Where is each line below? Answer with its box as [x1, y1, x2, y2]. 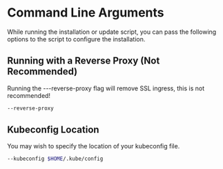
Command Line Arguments [7, 5, 164, 21]
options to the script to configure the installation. [7, 34, 146, 43]
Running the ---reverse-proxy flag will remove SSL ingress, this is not [7, 84, 205, 92]
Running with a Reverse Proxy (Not [7, 55, 160, 67]
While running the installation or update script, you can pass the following [7, 28, 217, 36]
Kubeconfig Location [7, 124, 99, 136]
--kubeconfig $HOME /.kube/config [7, 155, 104, 163]
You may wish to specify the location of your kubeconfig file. [7, 142, 180, 150]
